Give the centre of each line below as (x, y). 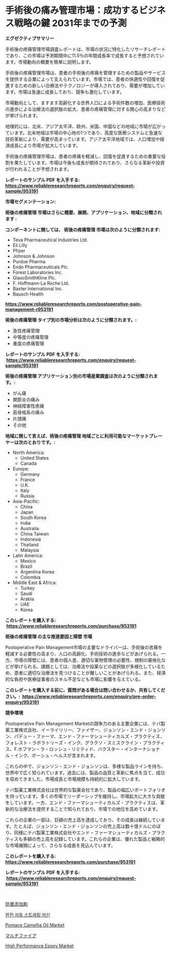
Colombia (30, 577)
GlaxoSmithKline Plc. (34, 278)
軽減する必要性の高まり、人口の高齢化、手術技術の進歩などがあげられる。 (83, 654)
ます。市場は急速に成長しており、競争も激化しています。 (65, 92)
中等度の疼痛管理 (31, 337)
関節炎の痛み (26, 399)
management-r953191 (29, 309)
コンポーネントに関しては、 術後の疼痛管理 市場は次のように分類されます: (83, 230)
